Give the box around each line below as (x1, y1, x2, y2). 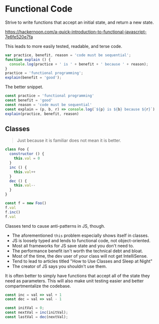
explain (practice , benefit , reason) (5, 111, 79, 116)
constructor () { (9, 152, 45, 156)
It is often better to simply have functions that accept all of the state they (5, 273, 150, 278)
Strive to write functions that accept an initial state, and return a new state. (5, 19, 154, 25)
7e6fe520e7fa (5, 34, 33, 40)
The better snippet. (5, 84, 44, 90)
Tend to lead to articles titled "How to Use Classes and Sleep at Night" (12, 258, 153, 264)
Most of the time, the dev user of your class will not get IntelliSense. (12, 253, 148, 259)
